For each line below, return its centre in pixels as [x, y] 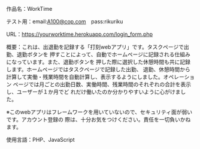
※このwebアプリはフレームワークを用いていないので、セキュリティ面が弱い [99, 112]
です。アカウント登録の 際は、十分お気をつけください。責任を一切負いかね [99, 119]
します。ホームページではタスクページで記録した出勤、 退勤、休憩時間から [98, 69]
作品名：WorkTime [29, 9]
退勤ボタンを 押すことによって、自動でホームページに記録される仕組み [103, 54]
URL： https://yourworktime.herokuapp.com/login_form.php [80, 34]
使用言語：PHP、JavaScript [40, 140]
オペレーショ [179, 77]
